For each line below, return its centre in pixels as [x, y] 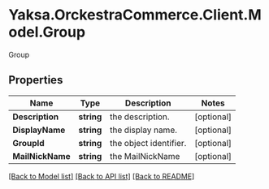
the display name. [143, 130]
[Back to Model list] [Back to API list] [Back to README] [102, 176]
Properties [36, 80]
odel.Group [47, 32]
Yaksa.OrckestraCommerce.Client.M [135, 15]
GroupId [28, 143]
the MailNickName [145, 156]
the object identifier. [148, 143]
